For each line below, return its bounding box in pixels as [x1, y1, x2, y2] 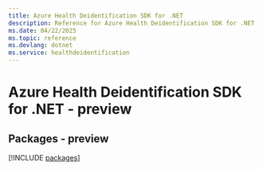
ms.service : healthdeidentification [8, 49, 130, 57]
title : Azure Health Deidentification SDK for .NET [8, 11, 183, 20]
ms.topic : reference [8, 34, 77, 42]
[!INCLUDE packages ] [8, 153, 80, 162]
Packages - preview [8, 132, 109, 145]
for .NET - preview [8, 101, 132, 118]
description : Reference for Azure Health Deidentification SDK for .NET [8, 19, 255, 27]
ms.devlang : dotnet [8, 42, 73, 49]
